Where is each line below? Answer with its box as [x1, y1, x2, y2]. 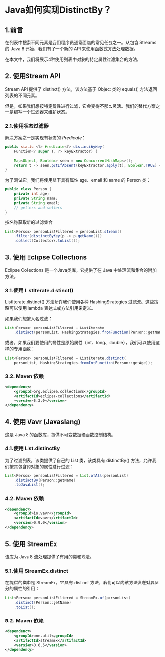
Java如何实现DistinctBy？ [5, 4, 111, 16]
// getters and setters [14, 205, 63, 210]
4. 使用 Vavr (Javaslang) [5, 417, 81, 426]
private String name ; [14, 196, 58, 201]
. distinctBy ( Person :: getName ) [14, 478, 76, 483]
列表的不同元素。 [5, 92, 40, 98]
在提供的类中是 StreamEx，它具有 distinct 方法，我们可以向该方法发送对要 [5, 580, 155, 585]
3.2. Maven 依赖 [5, 373, 44, 380]
